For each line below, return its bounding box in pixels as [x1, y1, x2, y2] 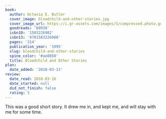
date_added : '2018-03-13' [9, 67, 63, 72]
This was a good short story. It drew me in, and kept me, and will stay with [5, 104, 156, 110]
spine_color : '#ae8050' [9, 53, 58, 59]
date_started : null [9, 81, 50, 86]
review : [5, 72, 21, 77]
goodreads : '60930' [9, 26, 50, 31]
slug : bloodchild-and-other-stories [9, 49, 85, 54]
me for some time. [5, 109, 42, 115]
